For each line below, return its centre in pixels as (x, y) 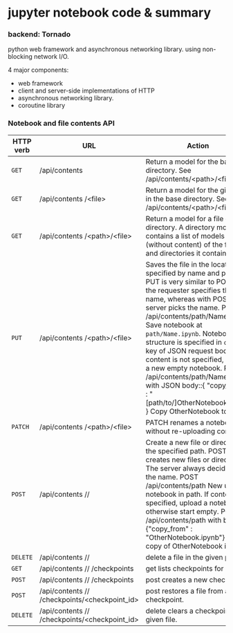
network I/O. (52, 57)
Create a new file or (177, 442)
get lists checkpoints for (185, 568)
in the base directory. (180, 198)
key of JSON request (179, 350)
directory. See (169, 170)
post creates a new (177, 580)
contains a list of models (185, 236)
